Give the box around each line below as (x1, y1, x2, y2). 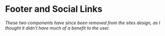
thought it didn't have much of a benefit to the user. (5, 25, 110, 31)
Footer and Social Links (5, 3, 102, 15)
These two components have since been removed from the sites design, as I (5, 20, 161, 26)
